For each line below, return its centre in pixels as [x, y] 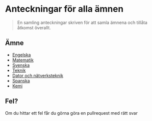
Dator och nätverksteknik [38, 75]
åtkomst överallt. [34, 27]
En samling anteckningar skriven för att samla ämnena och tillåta [82, 22]
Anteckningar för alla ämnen [64, 9]
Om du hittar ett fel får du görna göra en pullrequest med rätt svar [72, 113]
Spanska [21, 81]
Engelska [21, 55]
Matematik [23, 60]
